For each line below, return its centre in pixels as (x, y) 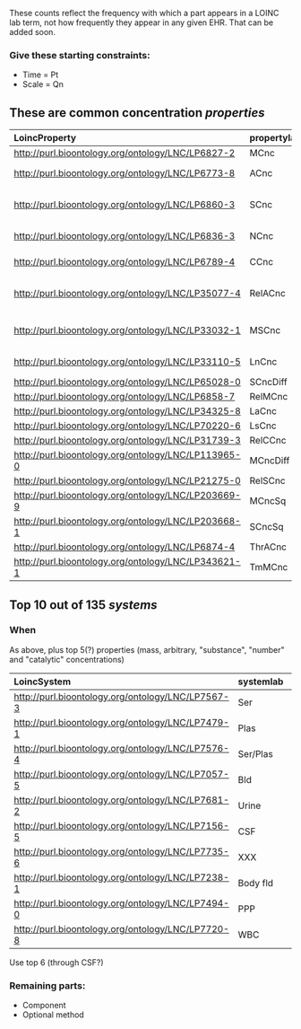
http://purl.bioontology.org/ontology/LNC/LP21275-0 (128, 481)
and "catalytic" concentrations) (67, 659)
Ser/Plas (255, 753)
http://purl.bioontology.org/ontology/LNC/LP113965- (128, 455)
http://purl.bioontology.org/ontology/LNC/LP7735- (122, 851)
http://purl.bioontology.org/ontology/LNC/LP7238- (122, 877)
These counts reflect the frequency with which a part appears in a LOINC (144, 13)
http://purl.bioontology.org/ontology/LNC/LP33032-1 (128, 330)
